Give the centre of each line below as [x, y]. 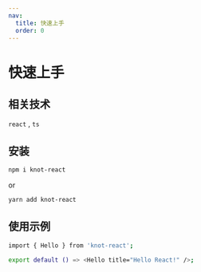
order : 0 [30, 30]
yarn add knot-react [43, 200]
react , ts [24, 124]
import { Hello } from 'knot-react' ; [71, 245]
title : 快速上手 [40, 23]
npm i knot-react [37, 170]
